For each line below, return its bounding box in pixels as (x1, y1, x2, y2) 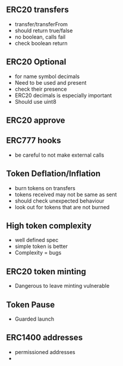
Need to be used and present (14, 79, 87, 86)
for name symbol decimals (14, 73, 80, 80)
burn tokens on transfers (14, 184, 75, 191)
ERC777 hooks (6, 135, 61, 145)
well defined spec (14, 237, 59, 244)
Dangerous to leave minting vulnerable (14, 283, 110, 290)
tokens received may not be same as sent (14, 191, 117, 198)
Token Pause (6, 299, 55, 309)
